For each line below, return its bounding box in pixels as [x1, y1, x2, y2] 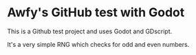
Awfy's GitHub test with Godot [7, 5, 185, 20]
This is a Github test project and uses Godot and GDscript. [7, 27, 173, 35]
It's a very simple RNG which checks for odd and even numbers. [7, 40, 190, 48]
